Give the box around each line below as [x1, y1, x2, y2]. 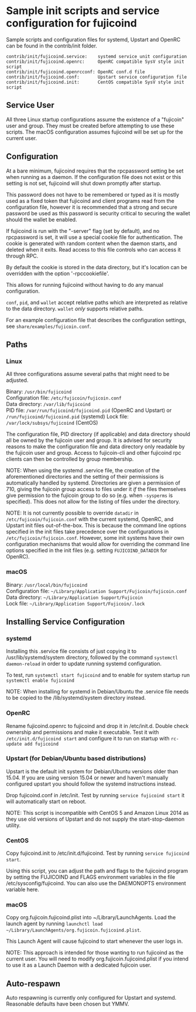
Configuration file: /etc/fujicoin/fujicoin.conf [6, 394, 122, 401]
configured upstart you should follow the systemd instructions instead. [6, 780, 177, 787]
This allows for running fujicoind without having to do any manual [6, 281, 164, 288]
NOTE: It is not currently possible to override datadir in [6, 509, 139, 517]
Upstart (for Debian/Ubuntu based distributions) [6, 754, 146, 763]
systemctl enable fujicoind [6, 678, 75, 684]
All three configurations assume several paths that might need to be [6, 371, 170, 378]
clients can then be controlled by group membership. [6, 456, 134, 463]
